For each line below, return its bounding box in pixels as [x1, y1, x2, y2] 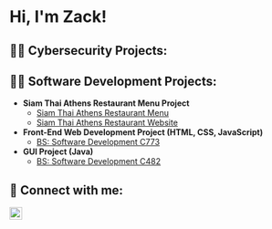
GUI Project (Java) [22, 146, 94, 157]
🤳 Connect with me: [9, 182, 123, 198]
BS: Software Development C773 [36, 137, 161, 148]
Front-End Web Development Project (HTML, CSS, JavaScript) [22, 127, 264, 138]
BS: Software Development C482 [36, 156, 162, 167]
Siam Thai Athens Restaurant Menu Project [22, 98, 190, 109]
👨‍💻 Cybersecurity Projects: [9, 43, 168, 58]
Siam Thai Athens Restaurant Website [36, 117, 178, 129]
